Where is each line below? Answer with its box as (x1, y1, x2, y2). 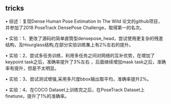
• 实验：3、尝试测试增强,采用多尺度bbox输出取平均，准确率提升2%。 (5, 76, 152, 82)
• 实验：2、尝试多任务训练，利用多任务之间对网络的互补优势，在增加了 (5, 52, 155, 58)
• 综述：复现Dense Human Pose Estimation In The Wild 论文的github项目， (5, 18, 163, 24)
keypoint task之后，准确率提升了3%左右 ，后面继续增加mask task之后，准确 (5, 58, 166, 65)
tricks (5, 4, 25, 13)
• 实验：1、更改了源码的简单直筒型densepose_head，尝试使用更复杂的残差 (5, 35, 163, 41)
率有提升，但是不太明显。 (5, 65, 59, 71)
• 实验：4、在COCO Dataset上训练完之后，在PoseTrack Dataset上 (5, 86, 145, 93)
